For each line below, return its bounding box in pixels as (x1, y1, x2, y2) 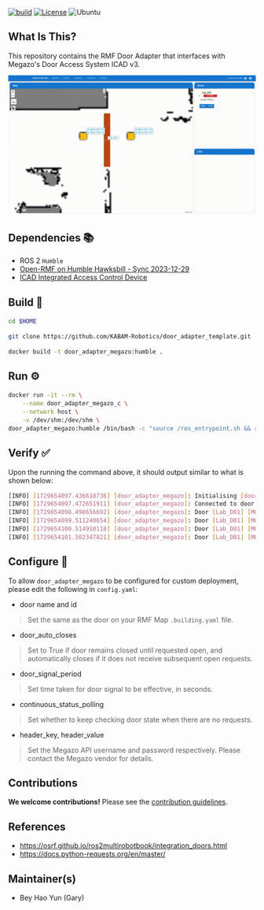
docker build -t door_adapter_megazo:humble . (8, 347, 163, 356)
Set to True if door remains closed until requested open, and (27, 646, 223, 655)
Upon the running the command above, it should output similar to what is (8, 467, 244, 476)
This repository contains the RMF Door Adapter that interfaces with (8, 51, 225, 61)
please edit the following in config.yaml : (8, 584, 138, 594)
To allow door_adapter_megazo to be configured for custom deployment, (8, 575, 239, 586)
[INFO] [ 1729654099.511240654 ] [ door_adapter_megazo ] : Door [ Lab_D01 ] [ (8, 516, 251, 525)
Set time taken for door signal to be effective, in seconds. (27, 684, 214, 694)
